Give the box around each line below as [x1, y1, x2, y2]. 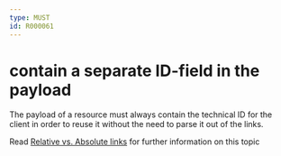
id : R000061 [9, 22, 54, 31]
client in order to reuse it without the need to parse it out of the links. [9, 119, 264, 130]
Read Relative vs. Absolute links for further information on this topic [9, 136, 260, 147]
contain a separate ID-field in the [9, 60, 260, 81]
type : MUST [9, 13, 50, 23]
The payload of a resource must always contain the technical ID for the [9, 109, 273, 120]
